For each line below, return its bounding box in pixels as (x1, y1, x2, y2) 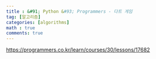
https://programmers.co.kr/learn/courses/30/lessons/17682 (6, 46, 151, 53)
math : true (6, 25, 35, 31)
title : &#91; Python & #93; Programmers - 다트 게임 (6, 8, 133, 15)
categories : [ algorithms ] (6, 19, 69, 25)
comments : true (6, 30, 43, 36)
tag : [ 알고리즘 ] (6, 14, 41, 20)
